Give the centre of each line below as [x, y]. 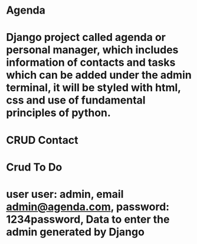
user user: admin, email [65, 194]
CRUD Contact [42, 140]
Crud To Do [34, 167]
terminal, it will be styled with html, [93, 88]
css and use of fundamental [76, 100]
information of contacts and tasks [91, 62]
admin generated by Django [75, 232]
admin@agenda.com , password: [88, 206]
